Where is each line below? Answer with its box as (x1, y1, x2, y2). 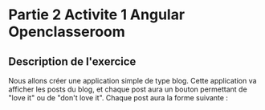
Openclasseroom (8, 22, 126, 41)
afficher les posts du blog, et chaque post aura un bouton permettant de (8, 84, 247, 94)
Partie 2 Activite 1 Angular (8, 6, 185, 24)
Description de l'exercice (8, 55, 137, 68)
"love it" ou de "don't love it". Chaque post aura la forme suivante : (8, 93, 229, 102)
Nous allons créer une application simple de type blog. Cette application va (8, 76, 257, 85)
